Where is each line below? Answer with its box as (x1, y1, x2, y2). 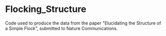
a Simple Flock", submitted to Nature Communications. (5, 25, 118, 31)
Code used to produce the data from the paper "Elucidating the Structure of (5, 20, 161, 26)
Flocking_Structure (5, 3, 86, 15)
